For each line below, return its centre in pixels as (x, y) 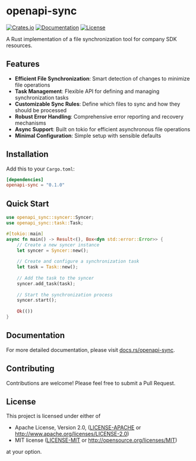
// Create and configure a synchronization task (78, 262)
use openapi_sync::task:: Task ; (45, 223)
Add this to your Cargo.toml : (41, 169)
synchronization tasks (42, 97)
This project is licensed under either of (53, 416)
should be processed (41, 110)
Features (23, 64)
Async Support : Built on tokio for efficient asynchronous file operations (102, 129)
